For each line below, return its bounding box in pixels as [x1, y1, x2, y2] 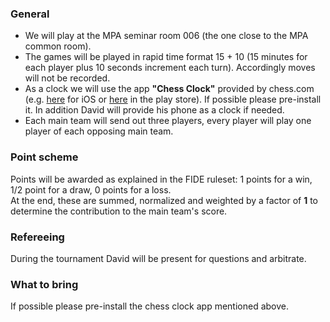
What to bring [10, 277, 79, 291]
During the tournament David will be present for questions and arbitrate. [10, 252, 307, 264]
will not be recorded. [24, 72, 111, 84]
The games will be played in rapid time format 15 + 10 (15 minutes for [24, 51, 308, 63]
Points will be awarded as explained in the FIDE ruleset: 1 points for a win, [10, 173, 313, 185]
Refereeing [10, 230, 65, 244]
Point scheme [10, 150, 79, 164]
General [10, 7, 50, 21]
